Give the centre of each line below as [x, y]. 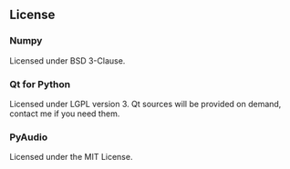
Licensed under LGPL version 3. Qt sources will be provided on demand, [145, 104]
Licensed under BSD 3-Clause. [67, 60]
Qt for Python [40, 84]
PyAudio [29, 137]
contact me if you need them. [65, 114]
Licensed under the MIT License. [71, 157]
